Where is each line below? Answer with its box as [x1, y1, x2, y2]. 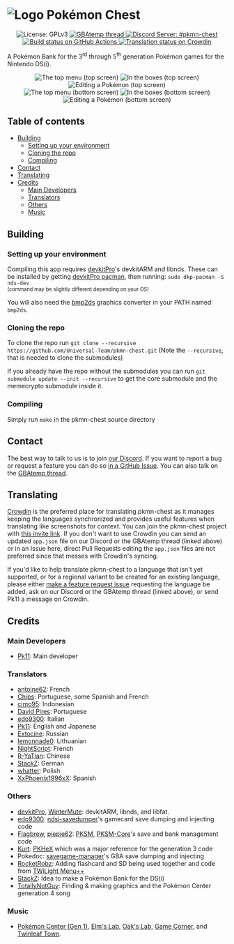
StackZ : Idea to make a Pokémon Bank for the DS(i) [17, 874, 165, 882]
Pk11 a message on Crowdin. [7, 595, 89, 603]
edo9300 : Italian [17, 715, 65, 723]
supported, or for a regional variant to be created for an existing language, [7, 572, 221, 581]
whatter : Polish [17, 767, 61, 775]
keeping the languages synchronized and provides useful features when [7, 515, 214, 523]
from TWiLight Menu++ [17, 867, 85, 875]
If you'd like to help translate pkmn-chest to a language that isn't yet [7, 565, 203, 574]
